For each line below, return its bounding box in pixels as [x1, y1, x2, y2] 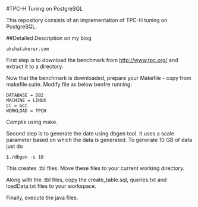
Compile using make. [6, 119, 58, 125]
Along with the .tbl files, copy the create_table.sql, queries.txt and [6, 176, 167, 183]
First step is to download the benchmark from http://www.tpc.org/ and [6, 57, 178, 63]
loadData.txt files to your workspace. [6, 183, 97, 190]
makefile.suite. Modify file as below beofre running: [6, 81, 133, 88]
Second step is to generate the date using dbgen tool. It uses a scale [6, 130, 175, 137]
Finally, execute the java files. [6, 194, 78, 201]
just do [6, 143, 23, 150]
